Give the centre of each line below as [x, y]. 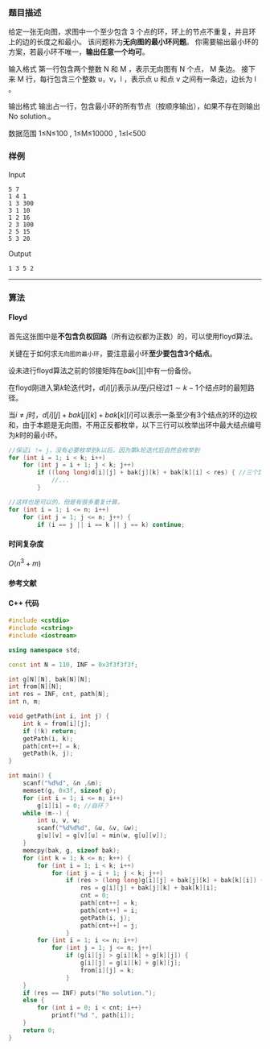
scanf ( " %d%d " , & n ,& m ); [63, 783]
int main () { [30, 776]
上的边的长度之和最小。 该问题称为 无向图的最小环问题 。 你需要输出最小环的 [133, 42]
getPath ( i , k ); [48, 739]
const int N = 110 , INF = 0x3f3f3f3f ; [73, 665]
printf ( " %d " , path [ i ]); [93, 1016]
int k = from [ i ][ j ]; [57, 724]
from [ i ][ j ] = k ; [107, 970]
